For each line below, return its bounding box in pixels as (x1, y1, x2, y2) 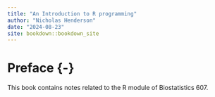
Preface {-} (7, 60, 75, 76)
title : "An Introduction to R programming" (7, 10, 137, 18)
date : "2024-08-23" (7, 23, 65, 30)
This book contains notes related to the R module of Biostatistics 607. (7, 84, 209, 92)
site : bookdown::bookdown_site (7, 30, 99, 37)
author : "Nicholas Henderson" (7, 17, 97, 24)
